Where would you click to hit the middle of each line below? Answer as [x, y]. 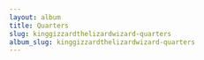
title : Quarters [39, 26]
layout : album [35, 17]
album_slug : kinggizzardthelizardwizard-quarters [102, 42]
